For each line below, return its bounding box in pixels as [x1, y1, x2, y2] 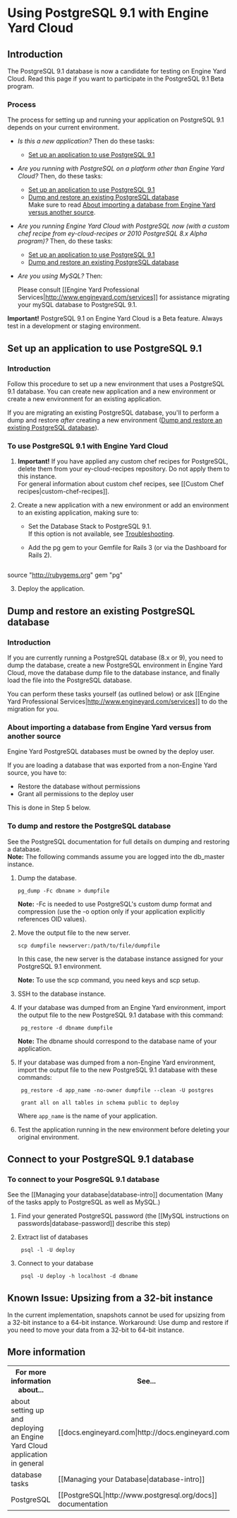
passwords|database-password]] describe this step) [17, 1219, 171, 1228]
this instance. [17, 472, 57, 481]
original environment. [17, 1132, 80, 1141]
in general [11, 1458, 44, 1468]
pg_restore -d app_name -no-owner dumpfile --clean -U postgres [20, 1086, 214, 1094]
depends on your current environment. [7, 123, 120, 132]
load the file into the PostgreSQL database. [7, 676, 133, 684]
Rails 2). [28, 551, 52, 560]
